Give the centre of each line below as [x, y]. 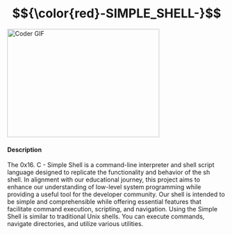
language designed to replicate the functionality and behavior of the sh [109, 173]
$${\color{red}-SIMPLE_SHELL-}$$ [117, 14]
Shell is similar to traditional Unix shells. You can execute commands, [106, 216]
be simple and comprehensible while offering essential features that [104, 202]
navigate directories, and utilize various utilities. [75, 224]
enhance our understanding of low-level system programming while [104, 187]
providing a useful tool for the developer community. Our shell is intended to [116, 194]
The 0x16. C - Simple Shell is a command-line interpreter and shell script [111, 165]
